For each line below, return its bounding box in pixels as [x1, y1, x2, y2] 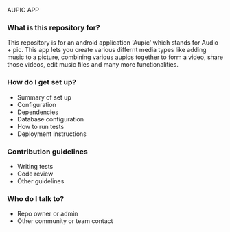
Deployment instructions [16, 130, 87, 138]
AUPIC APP [7, 6, 40, 14]
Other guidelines [16, 176, 65, 185]
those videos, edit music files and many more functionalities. [7, 60, 179, 69]
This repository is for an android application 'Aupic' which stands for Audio [7, 38, 218, 47]
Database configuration [16, 115, 84, 123]
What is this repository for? [7, 23, 101, 32]
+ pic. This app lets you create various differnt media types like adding [7, 46, 207, 54]
